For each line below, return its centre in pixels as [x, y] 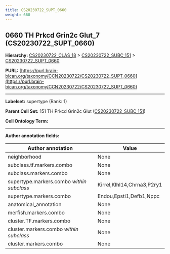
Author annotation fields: [32, 136]
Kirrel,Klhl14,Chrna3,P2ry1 [130, 185]
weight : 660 [18, 15]
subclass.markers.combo [38, 173]
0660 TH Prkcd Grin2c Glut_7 [53, 35]
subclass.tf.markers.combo [40, 165]
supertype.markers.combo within [47, 182]
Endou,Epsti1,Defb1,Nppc [129, 196]
